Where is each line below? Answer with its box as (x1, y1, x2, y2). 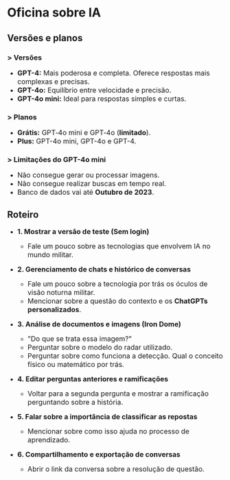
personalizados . (27, 305, 82, 315)
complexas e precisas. (16, 77, 91, 86)
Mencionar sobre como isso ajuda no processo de (27, 427, 190, 436)
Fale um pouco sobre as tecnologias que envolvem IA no (27, 241, 211, 251)
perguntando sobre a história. (27, 398, 124, 407)
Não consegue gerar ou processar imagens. (16, 170, 160, 180)
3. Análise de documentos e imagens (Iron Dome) (16, 320, 182, 329)
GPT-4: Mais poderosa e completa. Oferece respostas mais (16, 68, 211, 77)
